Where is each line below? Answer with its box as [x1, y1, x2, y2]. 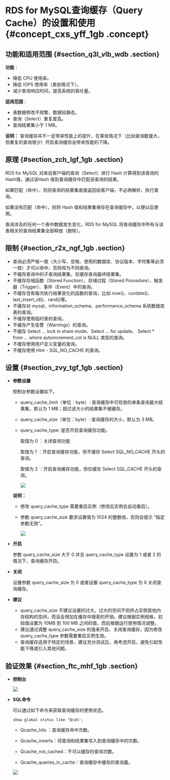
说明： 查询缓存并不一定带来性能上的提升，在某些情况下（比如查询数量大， [5, 133, 162, 139]
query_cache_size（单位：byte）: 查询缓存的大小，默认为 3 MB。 [20, 417, 157, 423]
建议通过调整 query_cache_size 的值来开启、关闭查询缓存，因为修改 [20, 626, 162, 632]
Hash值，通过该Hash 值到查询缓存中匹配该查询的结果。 [5, 176, 122, 182]
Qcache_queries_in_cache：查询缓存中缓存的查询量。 [20, 759, 133, 765]
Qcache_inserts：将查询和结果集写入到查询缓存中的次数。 [20, 738, 142, 744]
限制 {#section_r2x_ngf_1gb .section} [5, 244, 125, 253]
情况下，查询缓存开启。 [12, 558, 62, 564]
